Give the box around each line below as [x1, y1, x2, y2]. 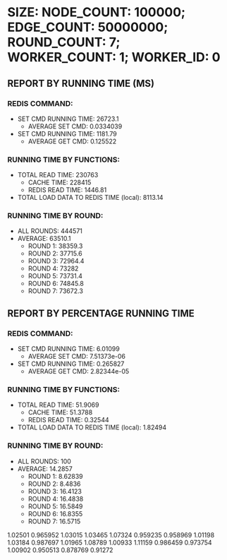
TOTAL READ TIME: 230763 [17, 171, 99, 179]
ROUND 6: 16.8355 [27, 509, 83, 518]
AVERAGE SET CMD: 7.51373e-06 [27, 352, 125, 361]
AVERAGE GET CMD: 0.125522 [27, 137, 117, 145]
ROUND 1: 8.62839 [27, 472, 83, 480]
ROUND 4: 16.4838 [27, 494, 84, 503]
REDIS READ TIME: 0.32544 [27, 416, 109, 424]
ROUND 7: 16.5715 [27, 517, 81, 525]
